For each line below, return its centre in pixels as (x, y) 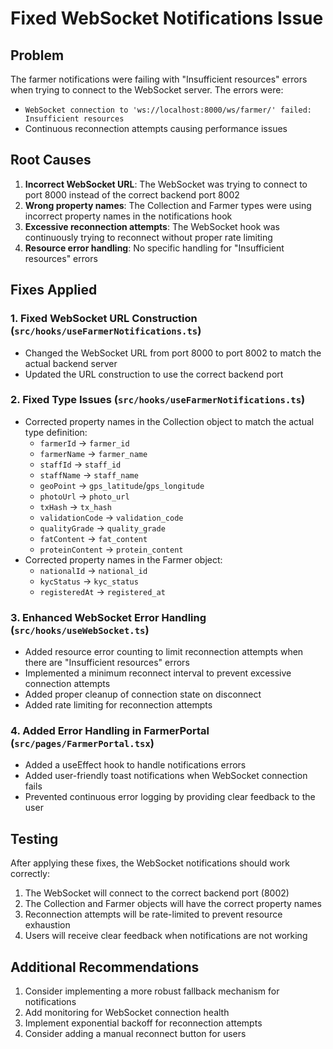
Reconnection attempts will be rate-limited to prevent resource (153, 914)
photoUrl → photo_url (84, 496)
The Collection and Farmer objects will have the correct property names (173, 904)
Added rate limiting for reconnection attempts (118, 705)
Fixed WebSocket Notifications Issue (167, 18)
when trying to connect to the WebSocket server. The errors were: (147, 90)
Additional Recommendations (105, 967)
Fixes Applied (54, 290)
